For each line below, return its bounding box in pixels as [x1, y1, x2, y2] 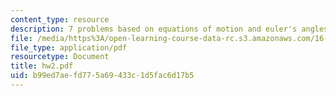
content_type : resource [10, 14, 110, 25]
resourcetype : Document [10, 52, 110, 62]
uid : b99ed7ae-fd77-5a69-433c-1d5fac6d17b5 [10, 71, 195, 81]
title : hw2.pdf [10, 61, 74, 71]
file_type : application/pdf [10, 42, 128, 53]
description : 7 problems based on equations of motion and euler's [10, 24, 298, 34]
